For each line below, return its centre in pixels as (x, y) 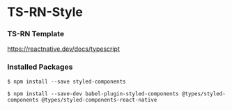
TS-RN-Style (45, 12)
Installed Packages (40, 67)
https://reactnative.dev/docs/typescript (63, 49)
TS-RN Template (36, 34)
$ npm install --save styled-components (67, 81)
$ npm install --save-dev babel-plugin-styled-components (93, 94)
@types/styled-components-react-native (99, 100)
